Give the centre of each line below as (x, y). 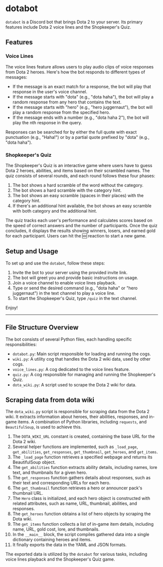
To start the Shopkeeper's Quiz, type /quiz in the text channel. (75, 298)
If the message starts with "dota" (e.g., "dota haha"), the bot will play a (83, 97)
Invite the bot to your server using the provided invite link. (70, 272)
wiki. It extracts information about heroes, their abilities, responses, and (77, 417)
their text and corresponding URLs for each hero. (61, 483)
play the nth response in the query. (47, 122)
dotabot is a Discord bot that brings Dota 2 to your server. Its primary (74, 22)
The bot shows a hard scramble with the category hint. (67, 190)
